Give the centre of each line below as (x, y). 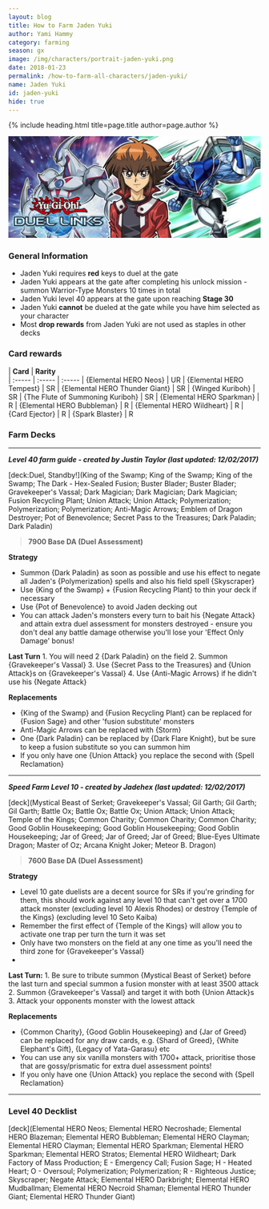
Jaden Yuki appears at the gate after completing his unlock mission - (133, 282)
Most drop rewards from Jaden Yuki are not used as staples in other (133, 324)
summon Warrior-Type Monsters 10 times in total (100, 290)
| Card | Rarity (32, 371)
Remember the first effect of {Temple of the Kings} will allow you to (131, 926)
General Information (48, 256)
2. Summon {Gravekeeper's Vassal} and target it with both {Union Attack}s (131, 993)
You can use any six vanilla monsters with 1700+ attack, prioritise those (138, 1058)
